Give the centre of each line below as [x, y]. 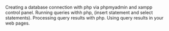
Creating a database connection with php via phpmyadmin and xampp [79, 7]
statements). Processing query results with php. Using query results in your [84, 18]
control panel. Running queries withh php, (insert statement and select [79, 12]
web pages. [18, 23]
